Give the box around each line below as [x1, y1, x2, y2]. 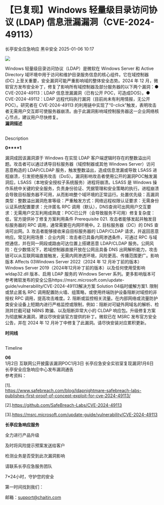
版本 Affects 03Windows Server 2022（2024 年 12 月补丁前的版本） [5, 258, 143, 264]
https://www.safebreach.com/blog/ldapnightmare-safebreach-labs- [5, 387, 142, 393]
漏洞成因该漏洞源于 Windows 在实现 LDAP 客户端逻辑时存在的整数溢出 [5, 155, 146, 161]
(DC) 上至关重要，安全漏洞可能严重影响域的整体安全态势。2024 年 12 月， [5, 78, 154, 84]
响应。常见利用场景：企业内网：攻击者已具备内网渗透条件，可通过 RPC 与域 [5, 234, 158, 240]
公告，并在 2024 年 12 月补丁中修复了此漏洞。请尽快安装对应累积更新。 [5, 319, 149, 325]
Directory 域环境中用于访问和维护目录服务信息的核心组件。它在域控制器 [5, 71, 149, 77]
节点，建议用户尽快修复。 [9, 114, 61, 120]
